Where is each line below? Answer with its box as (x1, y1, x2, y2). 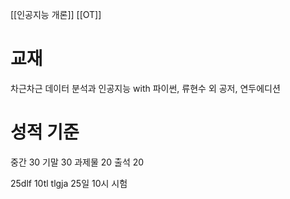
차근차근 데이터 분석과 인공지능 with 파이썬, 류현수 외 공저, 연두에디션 (10, 82, 281, 94)
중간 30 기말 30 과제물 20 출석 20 (10, 156, 145, 168)
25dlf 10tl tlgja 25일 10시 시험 (10, 177, 128, 189)
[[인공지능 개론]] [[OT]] (10, 9, 102, 20)
